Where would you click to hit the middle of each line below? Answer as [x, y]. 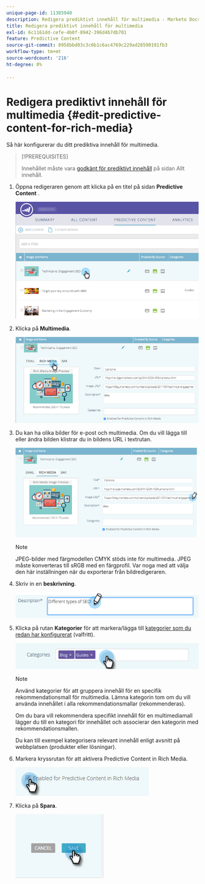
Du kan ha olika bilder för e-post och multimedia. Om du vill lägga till [101, 433]
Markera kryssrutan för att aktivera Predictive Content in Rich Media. [101, 759]
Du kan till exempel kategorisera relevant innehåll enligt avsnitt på [98, 740]
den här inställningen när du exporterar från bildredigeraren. [91, 572]
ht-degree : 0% [24, 64]
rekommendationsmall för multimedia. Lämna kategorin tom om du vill [103, 697]
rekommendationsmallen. [47, 728]
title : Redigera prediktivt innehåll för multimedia [75, 26]
